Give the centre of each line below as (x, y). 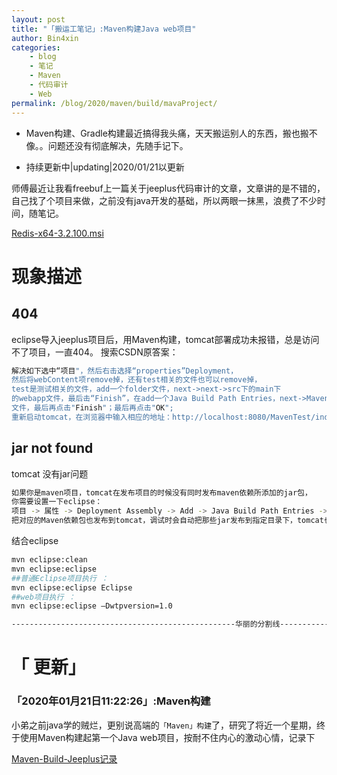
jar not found (52, 448)
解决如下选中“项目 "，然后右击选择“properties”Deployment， (125, 371)
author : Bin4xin (45, 38)
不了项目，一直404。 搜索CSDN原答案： (95, 352)
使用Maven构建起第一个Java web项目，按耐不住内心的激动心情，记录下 (167, 737)
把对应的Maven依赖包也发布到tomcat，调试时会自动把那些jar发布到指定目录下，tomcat (167, 521)
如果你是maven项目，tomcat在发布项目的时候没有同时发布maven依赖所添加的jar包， (162, 492)
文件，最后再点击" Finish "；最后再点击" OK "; (92, 408)
